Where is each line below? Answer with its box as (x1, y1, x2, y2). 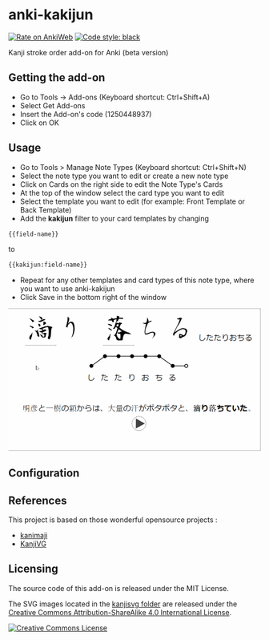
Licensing (8, 562, 58, 576)
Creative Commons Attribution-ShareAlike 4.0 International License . (8, 607, 232, 617)
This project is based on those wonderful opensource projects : (8, 515, 218, 525)
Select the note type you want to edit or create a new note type (19, 171, 229, 180)
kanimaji (19, 531, 48, 541)
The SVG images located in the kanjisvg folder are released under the (8, 599, 238, 609)
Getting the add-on (8, 71, 106, 85)
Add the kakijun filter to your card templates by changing (19, 213, 210, 223)
